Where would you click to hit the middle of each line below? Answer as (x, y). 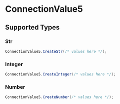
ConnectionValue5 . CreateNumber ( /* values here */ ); (59, 97)
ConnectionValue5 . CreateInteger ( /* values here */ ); (60, 74)
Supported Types (33, 27)
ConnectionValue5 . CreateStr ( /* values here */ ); (56, 51)
